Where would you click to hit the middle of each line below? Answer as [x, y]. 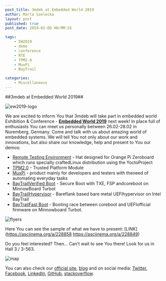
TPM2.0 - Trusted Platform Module [48, 167]
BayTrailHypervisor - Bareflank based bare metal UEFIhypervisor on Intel [86, 194]
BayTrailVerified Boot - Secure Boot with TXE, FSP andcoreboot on [80, 183]
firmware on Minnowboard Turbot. [47, 210]
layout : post [19, 19]
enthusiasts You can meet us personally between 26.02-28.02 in [71, 126]
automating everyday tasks [40, 178]
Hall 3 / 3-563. [20, 249]
